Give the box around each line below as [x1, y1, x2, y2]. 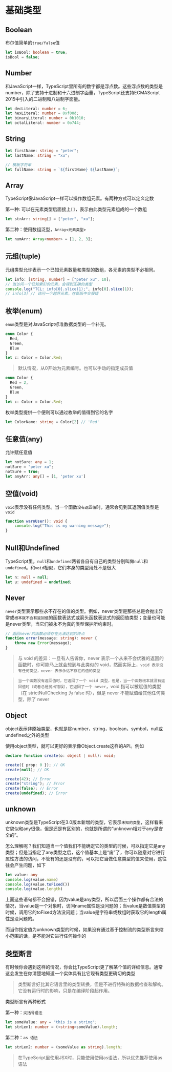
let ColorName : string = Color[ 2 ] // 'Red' [5, 419, 100, 424]
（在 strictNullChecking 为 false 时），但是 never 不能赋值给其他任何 [17, 690, 161, 696]
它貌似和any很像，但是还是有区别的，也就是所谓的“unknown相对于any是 [5, 826, 159, 832]
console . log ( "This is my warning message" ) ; [14, 523, 111, 528]
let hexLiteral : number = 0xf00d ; [5, 111, 79, 116]
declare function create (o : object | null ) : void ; [5, 753, 116, 758]
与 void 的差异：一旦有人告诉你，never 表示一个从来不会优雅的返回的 [17, 655, 164, 662]
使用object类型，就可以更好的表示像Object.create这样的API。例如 [5, 743, 144, 749]
